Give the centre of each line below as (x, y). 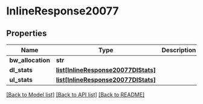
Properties (27, 33)
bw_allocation (30, 60)
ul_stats (21, 80)
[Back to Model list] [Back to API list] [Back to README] (76, 95)
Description (179, 50)
